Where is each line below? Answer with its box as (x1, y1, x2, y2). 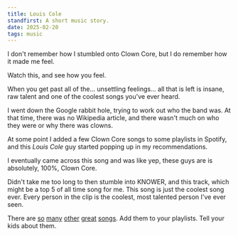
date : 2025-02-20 (7, 23, 59, 31)
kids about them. (7, 222, 57, 230)
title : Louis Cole (7, 10, 62, 18)
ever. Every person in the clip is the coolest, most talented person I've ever (7, 193, 226, 201)
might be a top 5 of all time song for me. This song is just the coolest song (7, 186, 225, 194)
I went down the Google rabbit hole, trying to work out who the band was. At (7, 106, 231, 114)
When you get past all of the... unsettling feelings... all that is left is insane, (7, 85, 225, 93)
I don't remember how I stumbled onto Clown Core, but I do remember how (7, 50, 227, 58)
